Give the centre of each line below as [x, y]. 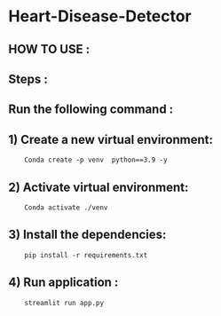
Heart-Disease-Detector [100, 16]
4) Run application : [63, 283]
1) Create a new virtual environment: [111, 139]
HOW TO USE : [49, 49]
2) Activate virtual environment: [99, 187]
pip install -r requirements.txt [86, 255]
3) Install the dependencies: [87, 235]
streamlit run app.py [64, 303]
